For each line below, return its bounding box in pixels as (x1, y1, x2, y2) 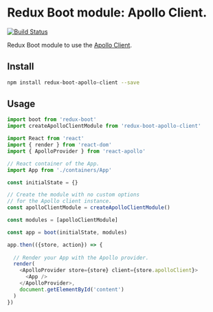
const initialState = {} (7, 179, 78, 186)
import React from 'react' (7, 135, 85, 142)
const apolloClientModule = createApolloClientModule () (7, 204, 170, 211)
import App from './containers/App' (7, 166, 112, 173)
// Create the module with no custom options (7, 191, 139, 199)
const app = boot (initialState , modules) (7, 229, 128, 236)
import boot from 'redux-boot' (7, 116, 97, 123)
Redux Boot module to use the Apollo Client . (7, 41, 133, 49)
